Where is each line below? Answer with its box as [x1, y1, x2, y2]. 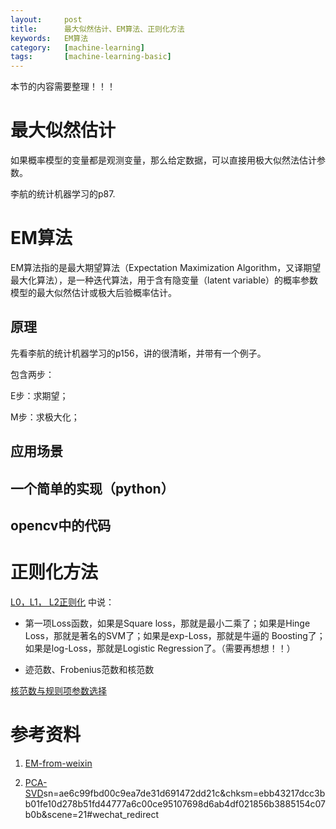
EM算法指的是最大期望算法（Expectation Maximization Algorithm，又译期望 [10, 262, 322, 273]
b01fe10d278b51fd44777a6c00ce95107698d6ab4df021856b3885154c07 [24, 797, 326, 810]
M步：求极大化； [10, 411, 80, 423]
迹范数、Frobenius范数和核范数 [24, 663, 155, 675]
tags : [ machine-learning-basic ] [10, 52, 172, 62]
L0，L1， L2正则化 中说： [10, 596, 115, 608]
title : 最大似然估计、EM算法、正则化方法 [10, 24, 185, 34]
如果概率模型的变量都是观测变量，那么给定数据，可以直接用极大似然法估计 [10, 154, 317, 166]
